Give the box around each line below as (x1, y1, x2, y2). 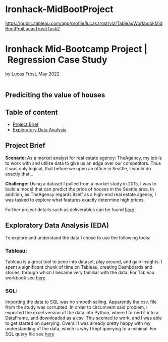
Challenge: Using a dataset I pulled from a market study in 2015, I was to (5, 180, 157, 186)
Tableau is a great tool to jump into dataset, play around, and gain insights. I (5, 259, 162, 265)
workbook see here (5, 275, 46, 281)
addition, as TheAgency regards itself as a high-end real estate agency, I (5, 191, 156, 198)
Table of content (5, 108, 58, 117)
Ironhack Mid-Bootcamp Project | (5, 43, 148, 55)
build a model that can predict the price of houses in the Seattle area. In (5, 186, 154, 192)
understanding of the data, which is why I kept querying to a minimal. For (5, 326, 157, 332)
